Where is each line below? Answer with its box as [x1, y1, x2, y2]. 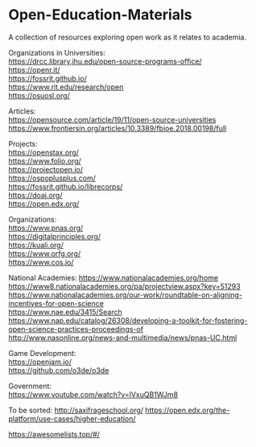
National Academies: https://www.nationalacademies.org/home [8, 272, 219, 283]
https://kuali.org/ [8, 240, 64, 250]
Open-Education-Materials [8, 6, 192, 24]
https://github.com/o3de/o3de [8, 365, 109, 375]
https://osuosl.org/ [8, 90, 70, 100]
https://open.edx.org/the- [144, 405, 230, 415]
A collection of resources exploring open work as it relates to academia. [8, 32, 247, 42]
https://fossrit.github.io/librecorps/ [8, 181, 123, 191]
